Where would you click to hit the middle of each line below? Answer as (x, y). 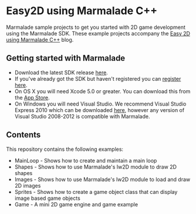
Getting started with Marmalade (66, 58)
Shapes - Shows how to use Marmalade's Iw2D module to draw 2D (96, 167)
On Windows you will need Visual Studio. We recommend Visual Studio (100, 104)
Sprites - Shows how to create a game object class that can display (96, 192)
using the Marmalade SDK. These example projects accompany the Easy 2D (98, 33)
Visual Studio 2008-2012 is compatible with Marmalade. (82, 116)
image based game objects (47, 198)
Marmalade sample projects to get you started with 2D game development (96, 27)
